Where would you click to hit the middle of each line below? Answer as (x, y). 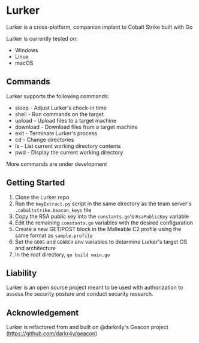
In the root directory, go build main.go (62, 254)
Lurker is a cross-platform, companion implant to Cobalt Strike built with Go (99, 27)
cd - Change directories (44, 139)
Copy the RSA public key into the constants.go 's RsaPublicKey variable (102, 216)
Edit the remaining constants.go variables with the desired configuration (104, 223)
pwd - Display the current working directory (69, 152)
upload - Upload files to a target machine (66, 120)
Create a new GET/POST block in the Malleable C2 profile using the (98, 229)
